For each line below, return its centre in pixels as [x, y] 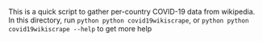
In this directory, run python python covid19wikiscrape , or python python [129, 20]
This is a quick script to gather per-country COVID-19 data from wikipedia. [132, 12]
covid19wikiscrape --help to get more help [80, 29]
